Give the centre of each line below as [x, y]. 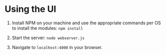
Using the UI [30, 9]
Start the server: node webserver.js [48, 38]
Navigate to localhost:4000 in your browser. [57, 47]
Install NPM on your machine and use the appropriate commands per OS [86, 23]
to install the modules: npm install [47, 28]
